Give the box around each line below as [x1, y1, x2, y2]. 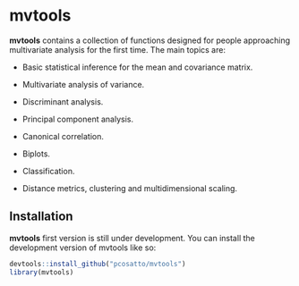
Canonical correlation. [21, 130, 105, 141]
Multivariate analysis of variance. [21, 79, 145, 89]
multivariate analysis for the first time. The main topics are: [9, 44, 226, 55]
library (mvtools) [9, 267, 74, 277]
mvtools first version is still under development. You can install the [9, 232, 255, 243]
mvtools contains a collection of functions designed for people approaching [9, 35, 291, 46]
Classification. [21, 165, 75, 176]
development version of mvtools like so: [9, 242, 157, 253]
